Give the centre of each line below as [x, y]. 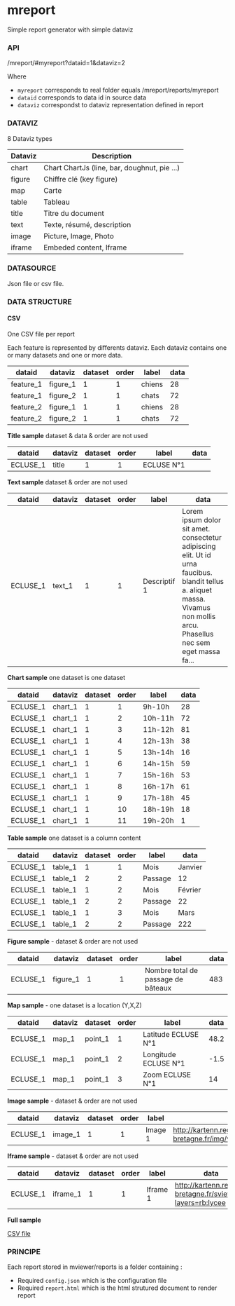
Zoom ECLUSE [167, 1075]
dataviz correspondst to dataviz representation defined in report [111, 105]
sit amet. [196, 529]
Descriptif [159, 581]
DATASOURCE [32, 268]
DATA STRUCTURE [40, 301]
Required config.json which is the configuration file [92, 1281]
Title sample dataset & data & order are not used [78, 435]
